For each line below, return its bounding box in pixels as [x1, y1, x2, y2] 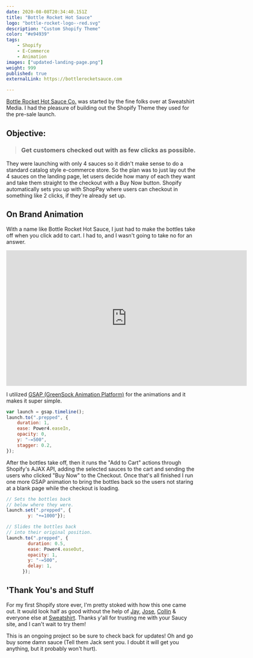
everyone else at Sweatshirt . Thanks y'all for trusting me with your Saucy [6, 614, 187, 621]
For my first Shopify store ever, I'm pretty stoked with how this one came [6, 601, 186, 609]
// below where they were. [6, 501, 74, 508]
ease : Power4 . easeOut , [28, 546, 85, 552]
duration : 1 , [17, 420, 50, 426]
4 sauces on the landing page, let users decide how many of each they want [6, 172, 195, 180]
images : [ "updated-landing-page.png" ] [6, 59, 103, 65]
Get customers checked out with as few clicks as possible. [20, 146, 196, 154]
